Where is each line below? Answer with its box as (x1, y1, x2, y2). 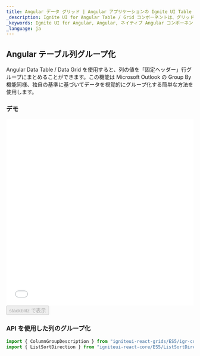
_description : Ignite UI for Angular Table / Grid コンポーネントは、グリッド (6, 14, 195, 20)
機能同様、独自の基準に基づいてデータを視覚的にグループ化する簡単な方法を (6, 81, 193, 88)
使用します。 (6, 88, 37, 96)
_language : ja (6, 25, 42, 32)
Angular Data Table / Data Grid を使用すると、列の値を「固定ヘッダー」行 (6, 66, 187, 73)
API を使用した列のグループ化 (6, 324, 91, 333)
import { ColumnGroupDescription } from (6, 338, 108, 344)
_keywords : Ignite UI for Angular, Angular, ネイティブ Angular (6, 20, 164, 26)
